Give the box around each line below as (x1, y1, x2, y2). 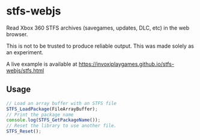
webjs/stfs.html (6, 66, 44, 74)
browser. (6, 30, 28, 37)
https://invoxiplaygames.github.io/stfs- (78, 60, 174, 68)
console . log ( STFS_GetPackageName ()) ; (6, 117, 101, 123)
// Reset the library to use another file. (6, 122, 117, 129)
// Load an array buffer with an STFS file (6, 100, 117, 106)
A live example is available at (6, 60, 77, 68)
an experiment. (6, 48, 44, 56)
